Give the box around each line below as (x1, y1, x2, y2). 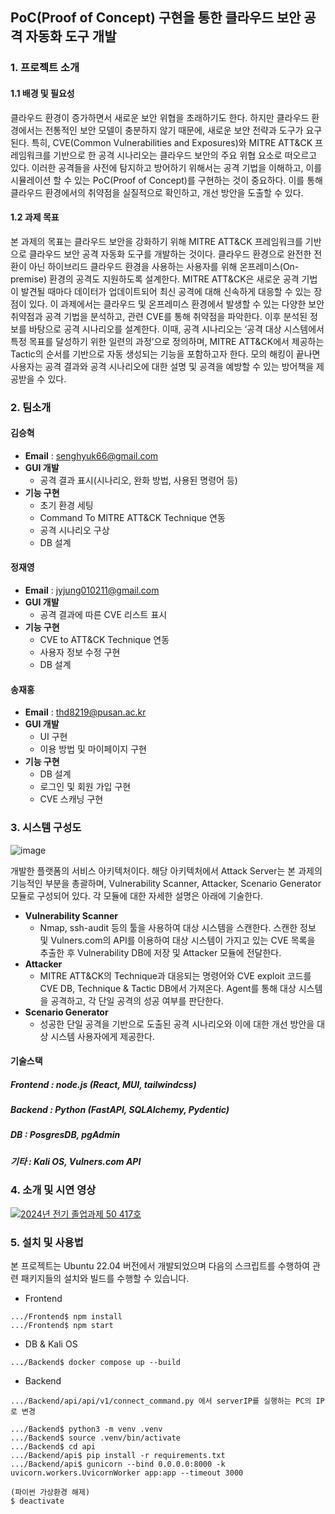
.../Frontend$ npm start (10, 1320, 114, 1330)
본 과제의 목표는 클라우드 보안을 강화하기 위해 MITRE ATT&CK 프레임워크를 (10, 235, 303, 247)
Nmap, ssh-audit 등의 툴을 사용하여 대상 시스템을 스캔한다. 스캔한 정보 (39, 921, 317, 933)
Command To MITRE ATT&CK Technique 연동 (39, 511, 226, 523)
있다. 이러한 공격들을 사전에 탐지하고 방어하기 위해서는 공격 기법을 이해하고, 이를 (10, 161, 323, 173)
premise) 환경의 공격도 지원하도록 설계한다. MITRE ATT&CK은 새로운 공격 (10, 273, 300, 285)
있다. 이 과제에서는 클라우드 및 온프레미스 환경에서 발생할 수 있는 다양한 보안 (28, 298, 325, 310)
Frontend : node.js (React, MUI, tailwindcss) (10, 1078, 197, 1090)
